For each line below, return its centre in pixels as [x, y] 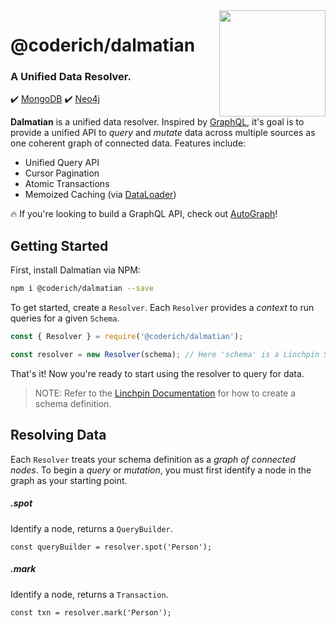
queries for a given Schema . [65, 318]
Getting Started [59, 245]
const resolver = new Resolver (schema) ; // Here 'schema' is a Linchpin [165, 355]
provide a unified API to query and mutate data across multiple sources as [163, 133]
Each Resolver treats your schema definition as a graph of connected [153, 459]
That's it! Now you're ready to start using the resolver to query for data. [157, 373]
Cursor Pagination [62, 173]
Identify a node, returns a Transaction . [89, 594]
